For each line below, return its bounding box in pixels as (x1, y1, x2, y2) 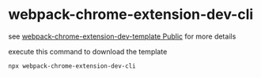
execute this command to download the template (8, 46, 168, 56)
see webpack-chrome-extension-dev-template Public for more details (8, 32, 236, 41)
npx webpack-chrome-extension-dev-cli (8, 61, 136, 70)
